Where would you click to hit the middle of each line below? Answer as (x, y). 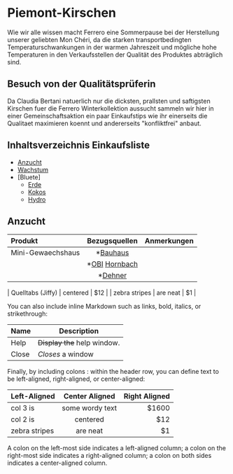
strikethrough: (27, 314)
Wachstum (33, 169)
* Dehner (112, 276)
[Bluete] (29, 177)
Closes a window (66, 354)
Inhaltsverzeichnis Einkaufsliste (79, 145)
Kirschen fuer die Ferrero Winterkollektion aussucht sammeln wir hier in (111, 108)
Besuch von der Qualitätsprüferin (82, 84)
